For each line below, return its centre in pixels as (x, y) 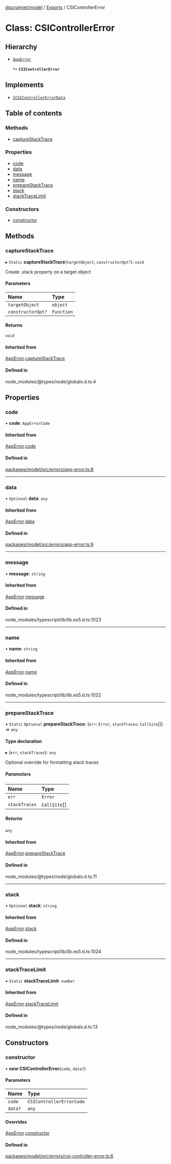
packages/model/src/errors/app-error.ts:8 (49, 469)
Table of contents (34, 114)
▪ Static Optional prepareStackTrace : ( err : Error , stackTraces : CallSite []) (84, 724)
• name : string (21, 649)
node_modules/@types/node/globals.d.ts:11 (51, 876)
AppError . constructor (27, 1133)
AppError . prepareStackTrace (35, 853)
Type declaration (24, 741)
